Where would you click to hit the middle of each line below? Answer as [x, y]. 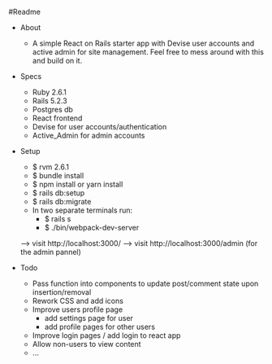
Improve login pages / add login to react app [106, 335]
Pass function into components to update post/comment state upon [145, 283]
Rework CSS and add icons [78, 301]
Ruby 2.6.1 [49, 92]
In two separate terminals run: [82, 210]
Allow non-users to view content [86, 344]
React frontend [57, 118]
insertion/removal [62, 292]
